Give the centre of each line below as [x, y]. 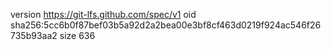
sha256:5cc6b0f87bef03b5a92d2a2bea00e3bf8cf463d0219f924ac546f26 [166, 25]
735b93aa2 [34, 35]
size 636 [77, 35]
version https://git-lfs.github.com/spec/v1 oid [103, 14]
